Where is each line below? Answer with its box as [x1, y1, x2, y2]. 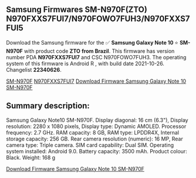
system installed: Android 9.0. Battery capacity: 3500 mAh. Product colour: [6, 147, 188, 155]
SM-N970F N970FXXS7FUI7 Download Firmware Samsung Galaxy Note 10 [6, 78, 187, 85]
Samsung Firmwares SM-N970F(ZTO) [6, 5, 148, 15]
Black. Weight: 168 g [6, 154, 56, 161]
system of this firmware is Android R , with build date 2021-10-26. [6, 60, 164, 67]
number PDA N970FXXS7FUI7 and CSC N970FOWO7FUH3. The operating [6, 53, 187, 61]
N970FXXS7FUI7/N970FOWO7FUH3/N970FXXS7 [6, 14, 190, 24]
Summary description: [6, 101, 90, 111]
